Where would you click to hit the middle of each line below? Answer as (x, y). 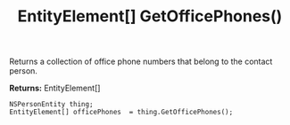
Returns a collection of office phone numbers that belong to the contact (141, 62)
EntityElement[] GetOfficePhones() (150, 16)
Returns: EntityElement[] (55, 88)
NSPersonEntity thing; (51, 105)
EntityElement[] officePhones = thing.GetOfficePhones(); (121, 113)
